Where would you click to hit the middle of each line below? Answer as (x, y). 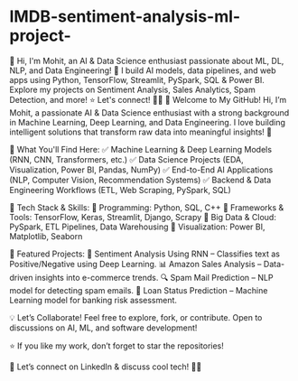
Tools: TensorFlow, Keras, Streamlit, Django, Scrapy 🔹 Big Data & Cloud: (143, 217)
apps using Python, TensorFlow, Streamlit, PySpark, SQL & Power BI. (137, 79)
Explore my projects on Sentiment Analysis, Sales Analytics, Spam (132, 89)
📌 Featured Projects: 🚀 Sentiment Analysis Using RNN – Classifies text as (144, 254)
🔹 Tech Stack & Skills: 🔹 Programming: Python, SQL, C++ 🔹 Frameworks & (147, 207)
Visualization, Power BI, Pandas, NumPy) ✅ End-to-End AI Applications (141, 170)
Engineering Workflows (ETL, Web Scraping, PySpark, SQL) (121, 190)
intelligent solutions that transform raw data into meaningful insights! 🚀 (141, 132)
